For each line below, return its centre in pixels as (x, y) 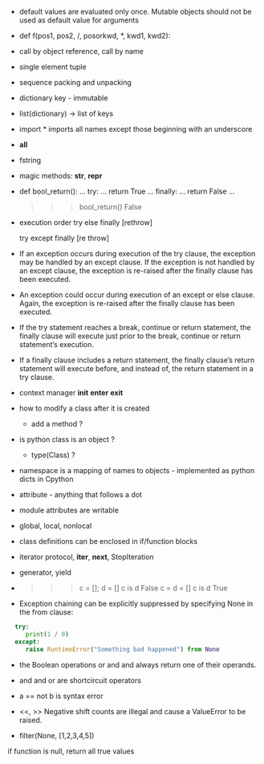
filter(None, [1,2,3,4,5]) (57, 735)
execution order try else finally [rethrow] (86, 223)
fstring (30, 160)
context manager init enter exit (71, 392)
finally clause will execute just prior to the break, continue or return (130, 336)
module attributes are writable (69, 510)
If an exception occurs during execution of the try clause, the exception (137, 253)
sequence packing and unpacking (75, 82)
